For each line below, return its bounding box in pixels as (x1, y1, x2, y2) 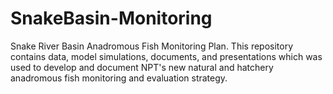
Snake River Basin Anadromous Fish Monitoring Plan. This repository (10, 40, 294, 52)
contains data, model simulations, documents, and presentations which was (10, 50, 323, 62)
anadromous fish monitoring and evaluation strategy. (10, 72, 228, 84)
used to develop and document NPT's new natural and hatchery (10, 61, 274, 73)
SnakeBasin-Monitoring (10, 7, 213, 30)
